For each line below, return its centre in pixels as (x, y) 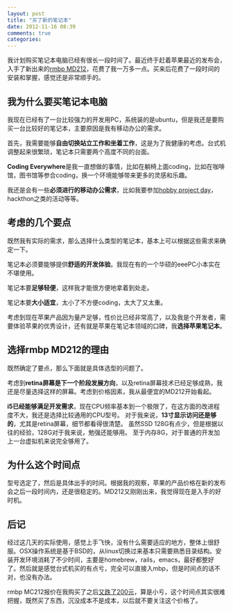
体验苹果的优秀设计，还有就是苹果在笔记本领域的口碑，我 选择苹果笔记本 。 (119, 326)
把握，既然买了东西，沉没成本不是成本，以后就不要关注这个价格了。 (104, 601)
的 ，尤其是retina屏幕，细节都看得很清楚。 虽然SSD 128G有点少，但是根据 (112, 423)
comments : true (29, 33)
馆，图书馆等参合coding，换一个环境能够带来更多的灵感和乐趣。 (99, 175)
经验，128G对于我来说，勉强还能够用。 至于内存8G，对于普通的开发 (116, 432)
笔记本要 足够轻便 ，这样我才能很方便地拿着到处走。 (80, 287)
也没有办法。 (37, 577)
